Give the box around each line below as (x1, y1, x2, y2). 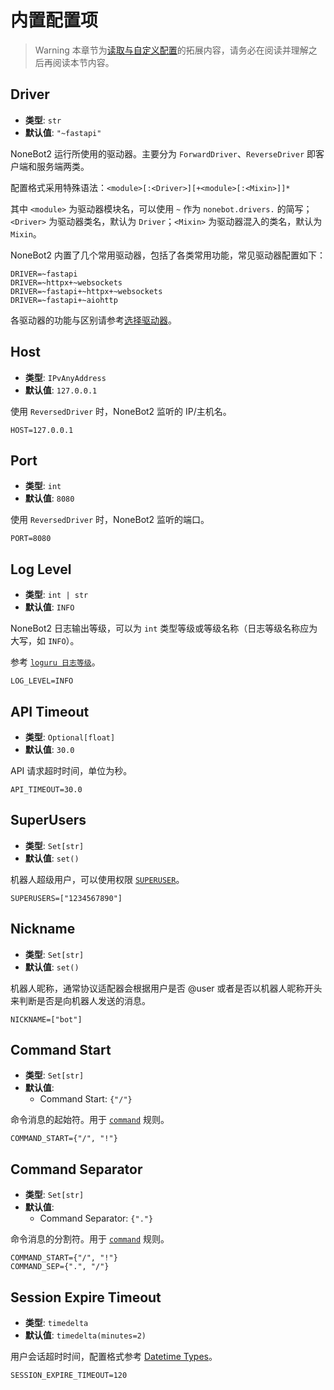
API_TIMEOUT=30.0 (10, 785, 83, 795)
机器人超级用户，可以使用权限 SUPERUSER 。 (10, 873, 185, 885)
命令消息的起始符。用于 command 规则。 (10, 1114, 170, 1126)
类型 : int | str (24, 589, 89, 601)
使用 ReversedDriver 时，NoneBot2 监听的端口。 (10, 514, 210, 526)
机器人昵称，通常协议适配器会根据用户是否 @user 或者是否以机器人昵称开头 (10, 982, 323, 994)
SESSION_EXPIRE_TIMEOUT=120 (10, 1371, 128, 1381)
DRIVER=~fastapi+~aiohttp (10, 295, 118, 305)
